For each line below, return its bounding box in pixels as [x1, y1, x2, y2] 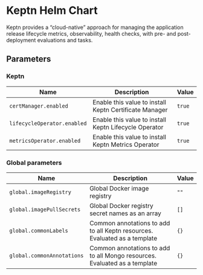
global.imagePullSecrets [9, 206, 81, 213]
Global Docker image [89, 184, 149, 192]
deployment [6, 36, 36, 44]
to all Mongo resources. [89, 251, 157, 260]
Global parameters [6, 158, 62, 167]
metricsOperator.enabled [9, 137, 81, 144]
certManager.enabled [9, 102, 68, 109]
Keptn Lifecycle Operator [92, 123, 164, 131]
